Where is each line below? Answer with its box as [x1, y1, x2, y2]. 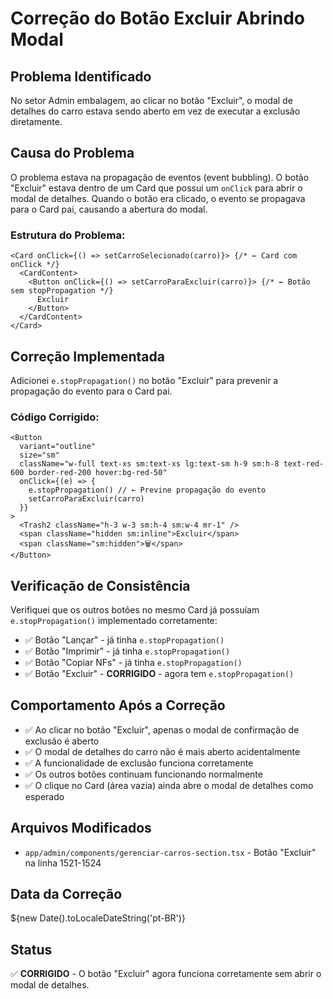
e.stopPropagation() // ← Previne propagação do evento [28, 485, 267, 496]
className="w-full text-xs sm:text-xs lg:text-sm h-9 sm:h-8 [19, 459, 280, 469]
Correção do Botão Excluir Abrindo [10, 7, 306, 30]
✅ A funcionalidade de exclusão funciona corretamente [24, 757, 254, 769]
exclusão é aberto [24, 735, 100, 747]
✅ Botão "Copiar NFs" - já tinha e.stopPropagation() [24, 657, 243, 669]
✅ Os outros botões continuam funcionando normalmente [24, 768, 263, 780]
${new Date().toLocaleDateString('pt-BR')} [10, 912, 186, 924]
